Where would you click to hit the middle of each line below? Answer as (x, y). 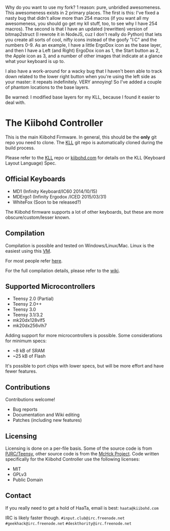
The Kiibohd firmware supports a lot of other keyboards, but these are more (84, 212)
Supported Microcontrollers (50, 286)
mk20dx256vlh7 (30, 326)
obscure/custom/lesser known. (38, 217)
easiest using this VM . (28, 251)
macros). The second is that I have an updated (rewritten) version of (77, 29)
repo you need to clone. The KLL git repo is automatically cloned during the (84, 142)
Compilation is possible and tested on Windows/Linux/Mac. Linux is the (80, 245)
